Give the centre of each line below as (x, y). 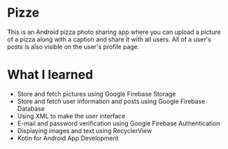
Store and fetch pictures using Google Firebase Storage (96, 94)
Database (31, 108)
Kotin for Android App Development (68, 138)
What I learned (50, 75)
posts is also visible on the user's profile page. (73, 46)
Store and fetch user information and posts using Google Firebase (111, 101)
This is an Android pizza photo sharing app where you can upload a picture (114, 32)
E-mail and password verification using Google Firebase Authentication (118, 123)
